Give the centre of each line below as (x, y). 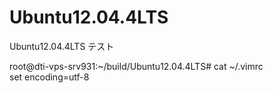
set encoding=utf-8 (49, 77)
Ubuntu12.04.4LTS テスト (62, 46)
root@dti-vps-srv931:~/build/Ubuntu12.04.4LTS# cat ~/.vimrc (136, 66)
